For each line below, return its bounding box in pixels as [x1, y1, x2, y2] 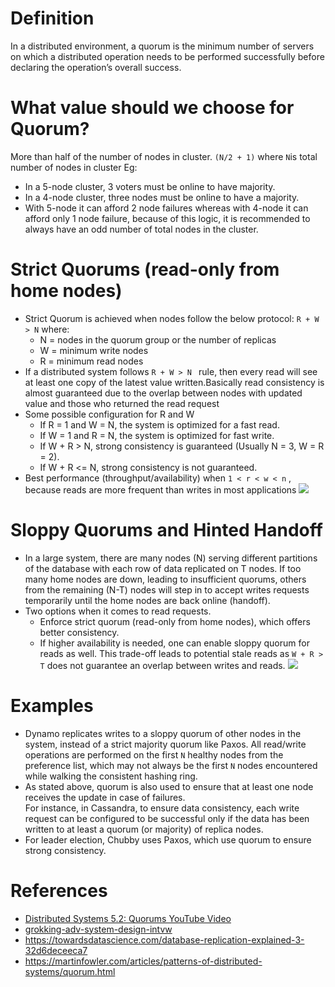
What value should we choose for [10, 97, 295, 119]
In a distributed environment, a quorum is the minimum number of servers [10, 40, 315, 52]
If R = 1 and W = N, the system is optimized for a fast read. [39, 418, 280, 431]
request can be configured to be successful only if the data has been [24, 812, 310, 824]
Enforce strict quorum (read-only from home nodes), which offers [39, 615, 311, 627]
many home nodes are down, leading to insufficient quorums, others [24, 573, 307, 585]
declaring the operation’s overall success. [10, 61, 182, 73]
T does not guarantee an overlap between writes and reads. [39, 659, 286, 671]
